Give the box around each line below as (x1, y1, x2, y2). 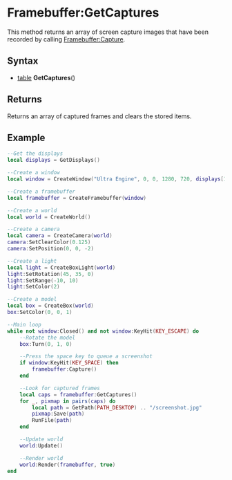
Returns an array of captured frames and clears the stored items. (7, 112, 192, 120)
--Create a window (7, 169, 60, 176)
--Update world (19, 436, 64, 443)
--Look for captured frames (19, 385, 100, 391)
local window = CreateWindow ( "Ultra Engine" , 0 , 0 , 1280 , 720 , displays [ (7, 176, 224, 183)
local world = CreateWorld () (7, 213, 91, 221)
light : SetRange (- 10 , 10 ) (7, 277, 79, 284)
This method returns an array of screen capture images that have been (7, 28, 209, 36)
